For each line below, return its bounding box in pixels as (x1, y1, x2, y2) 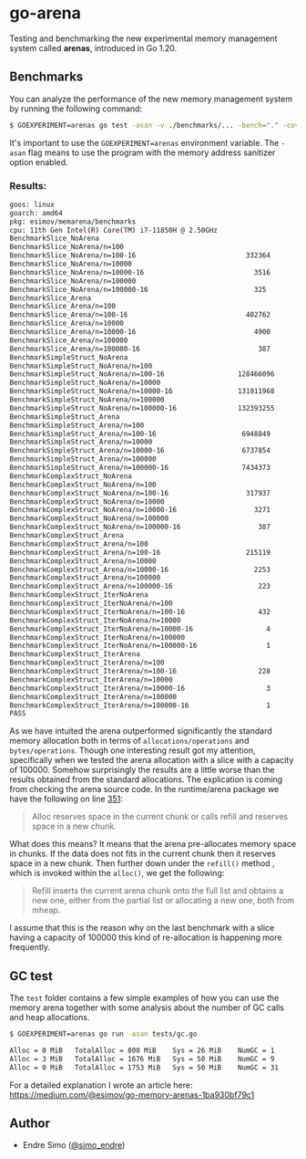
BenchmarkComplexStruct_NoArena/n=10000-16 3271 (9, 506, 271, 515)
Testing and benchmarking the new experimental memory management (9, 33, 278, 44)
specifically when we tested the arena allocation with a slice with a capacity (9, 755, 294, 766)
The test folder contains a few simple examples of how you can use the (9, 993, 280, 1004)
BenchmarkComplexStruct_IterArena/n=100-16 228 (9, 667, 271, 676)
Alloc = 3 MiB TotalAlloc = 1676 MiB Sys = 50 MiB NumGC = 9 (9, 1054, 275, 1063)
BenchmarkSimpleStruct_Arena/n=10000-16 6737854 (9, 446, 271, 455)
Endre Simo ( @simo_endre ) (22, 1140, 126, 1151)
